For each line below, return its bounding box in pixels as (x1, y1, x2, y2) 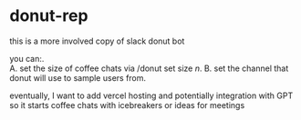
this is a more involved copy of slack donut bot (9, 35, 185, 46)
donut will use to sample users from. (9, 72, 147, 83)
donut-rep (9, 5, 88, 26)
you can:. (9, 53, 45, 64)
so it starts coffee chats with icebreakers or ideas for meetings (9, 99, 245, 110)
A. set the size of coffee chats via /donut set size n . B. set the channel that (9, 63, 289, 74)
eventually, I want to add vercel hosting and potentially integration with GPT (9, 90, 294, 101)
